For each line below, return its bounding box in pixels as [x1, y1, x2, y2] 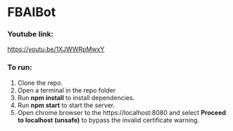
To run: [7, 62, 33, 72]
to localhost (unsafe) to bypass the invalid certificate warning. [17, 116, 199, 124]
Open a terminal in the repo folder [17, 85, 116, 95]
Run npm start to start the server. [17, 101, 115, 109]
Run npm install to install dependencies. [17, 93, 135, 102]
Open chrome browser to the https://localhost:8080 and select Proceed [17, 108, 227, 116]
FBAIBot [7, 4, 56, 20]
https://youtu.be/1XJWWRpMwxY [7, 45, 105, 53]
